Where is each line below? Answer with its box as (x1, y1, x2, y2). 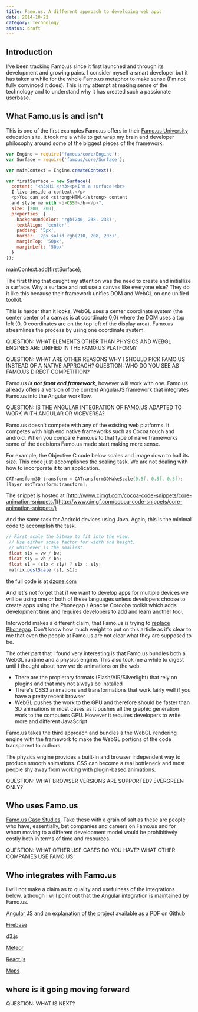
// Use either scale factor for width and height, (8, 539, 136, 545)
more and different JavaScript (14, 717, 87, 725)
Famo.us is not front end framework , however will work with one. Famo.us (6, 379, 189, 386)
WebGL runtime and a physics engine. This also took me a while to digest (6, 656, 184, 663)
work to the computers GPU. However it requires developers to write (14, 711, 181, 718)
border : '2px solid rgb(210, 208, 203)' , (16, 233, 120, 239)
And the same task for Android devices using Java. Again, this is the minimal (6, 516, 192, 523)
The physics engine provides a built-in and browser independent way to (6, 753, 181, 760)
